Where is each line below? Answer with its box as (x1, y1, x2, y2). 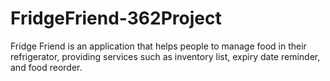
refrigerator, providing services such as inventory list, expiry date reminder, (10, 50, 321, 62)
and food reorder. (10, 61, 83, 73)
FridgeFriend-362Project (10, 7, 222, 30)
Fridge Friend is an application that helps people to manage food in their (10, 40, 307, 52)
